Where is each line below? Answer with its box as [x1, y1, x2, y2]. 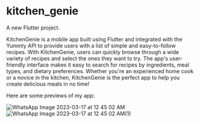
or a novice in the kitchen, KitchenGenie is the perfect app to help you [6, 74, 180, 81]
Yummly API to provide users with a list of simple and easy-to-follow [6, 42, 176, 49]
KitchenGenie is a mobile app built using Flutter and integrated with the [6, 35, 183, 43]
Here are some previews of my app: [6, 92, 95, 99]
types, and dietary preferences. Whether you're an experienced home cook [6, 67, 194, 74]
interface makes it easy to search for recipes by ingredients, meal [27, 61, 190, 68]
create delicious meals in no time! [6, 80, 90, 88]
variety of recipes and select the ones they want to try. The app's [6, 55, 169, 62]
